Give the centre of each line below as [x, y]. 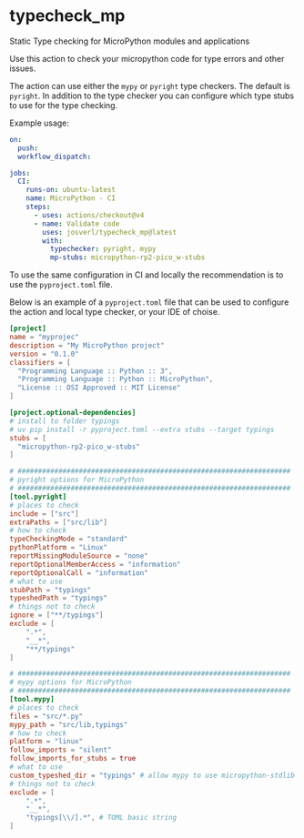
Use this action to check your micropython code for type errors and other [147, 58]
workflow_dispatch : [55, 156]
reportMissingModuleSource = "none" [79, 556]
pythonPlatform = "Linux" [58, 548]
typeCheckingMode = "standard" [69, 539]
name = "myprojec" [44, 338]
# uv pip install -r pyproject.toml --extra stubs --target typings [142, 429]
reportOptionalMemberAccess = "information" [95, 564]
